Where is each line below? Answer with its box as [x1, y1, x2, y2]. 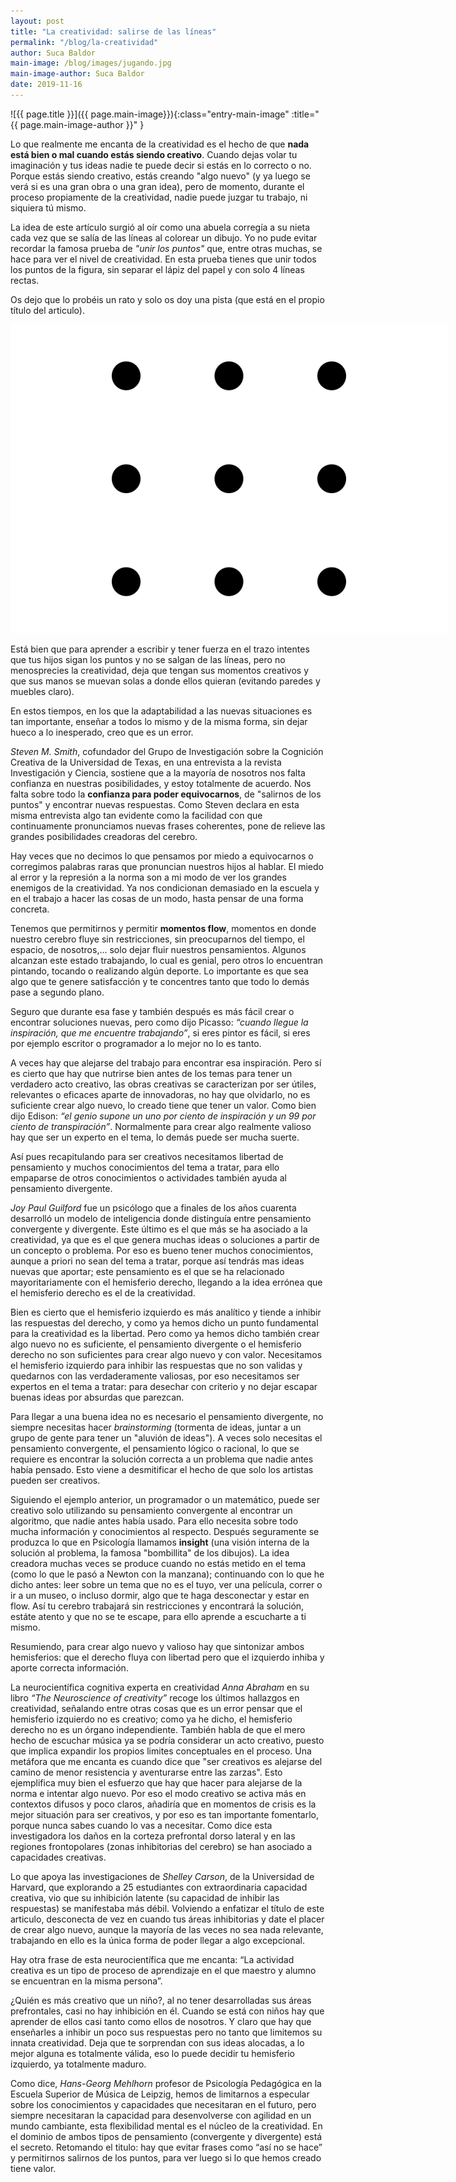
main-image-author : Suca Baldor [10, 69, 145, 79]
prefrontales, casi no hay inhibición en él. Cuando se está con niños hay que [10, 2005, 325, 2017]
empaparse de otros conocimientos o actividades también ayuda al [10, 1171, 287, 1184]
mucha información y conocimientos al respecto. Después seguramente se [10, 1525, 320, 1537]
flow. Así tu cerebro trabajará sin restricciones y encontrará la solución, [10, 1600, 305, 1612]
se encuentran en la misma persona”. [10, 1975, 163, 1987]
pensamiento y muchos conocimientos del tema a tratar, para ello [10, 1161, 280, 1173]
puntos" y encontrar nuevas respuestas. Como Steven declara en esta [10, 798, 300, 810]
